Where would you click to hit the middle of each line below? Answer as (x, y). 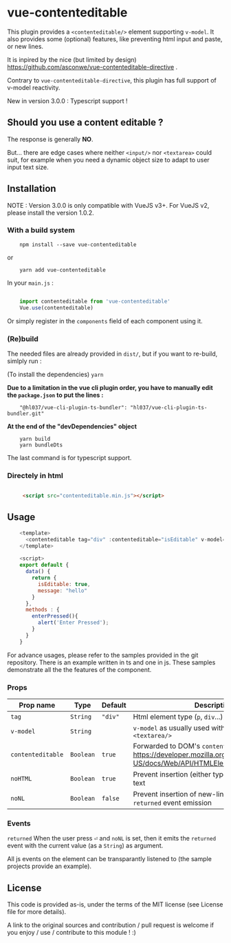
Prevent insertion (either (172, 774)
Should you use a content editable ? (85, 123)
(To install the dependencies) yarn (55, 374)
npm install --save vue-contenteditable (78, 245)
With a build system (41, 230)
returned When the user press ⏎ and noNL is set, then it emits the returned (112, 838)
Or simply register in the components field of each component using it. (105, 321)
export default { (44, 565)
